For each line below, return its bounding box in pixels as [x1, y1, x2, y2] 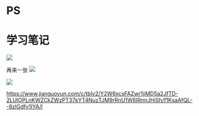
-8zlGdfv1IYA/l [6, 103, 43, 111]
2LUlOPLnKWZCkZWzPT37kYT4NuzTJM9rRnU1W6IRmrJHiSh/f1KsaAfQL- [6, 96, 193, 104]
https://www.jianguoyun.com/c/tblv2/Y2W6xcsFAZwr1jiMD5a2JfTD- [6, 90, 179, 98]
